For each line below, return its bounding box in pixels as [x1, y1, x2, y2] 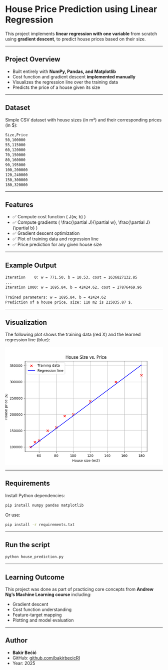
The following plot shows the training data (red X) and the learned [5, 331, 141, 337]
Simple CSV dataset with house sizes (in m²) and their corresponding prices [5, 116, 162, 123]
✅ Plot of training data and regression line [12, 236, 99, 242]
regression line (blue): [5, 337, 50, 343]
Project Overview [5, 55, 60, 63]
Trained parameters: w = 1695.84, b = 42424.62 [5, 295, 106, 300]
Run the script [5, 541, 50, 549]
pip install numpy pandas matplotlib [5, 503, 84, 508]
